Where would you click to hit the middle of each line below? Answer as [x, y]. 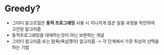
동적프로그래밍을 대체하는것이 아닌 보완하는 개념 [58, 35]
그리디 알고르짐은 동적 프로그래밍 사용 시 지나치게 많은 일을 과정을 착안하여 [83, 23]
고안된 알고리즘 [26, 29]
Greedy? [22, 9]
